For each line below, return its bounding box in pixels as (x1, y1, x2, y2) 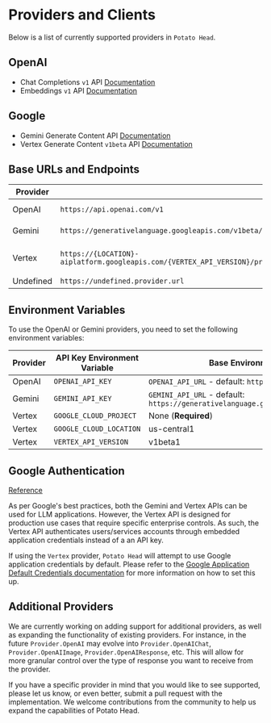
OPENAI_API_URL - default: (148, 376, 245, 387)
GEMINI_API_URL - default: (148, 389, 245, 400)
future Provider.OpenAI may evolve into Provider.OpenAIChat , (8, 638, 212, 648)
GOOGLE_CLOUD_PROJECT (53, 412, 137, 420)
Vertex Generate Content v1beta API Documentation (19, 139, 194, 148)
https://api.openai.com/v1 (60, 205, 164, 215)
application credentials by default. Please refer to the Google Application (8, 559, 250, 569)
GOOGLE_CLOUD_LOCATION (53, 424, 141, 433)
